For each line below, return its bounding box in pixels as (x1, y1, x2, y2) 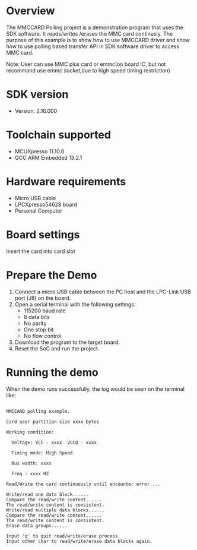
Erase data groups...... (6, 523, 68, 529)
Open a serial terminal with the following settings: (14, 301, 136, 308)
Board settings (6, 227, 80, 241)
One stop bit (23, 325, 54, 333)
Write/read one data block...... (6, 491, 89, 497)
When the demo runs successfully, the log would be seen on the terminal (6, 385, 185, 393)
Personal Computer (14, 207, 62, 214)
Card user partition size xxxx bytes (6, 419, 100, 425)
